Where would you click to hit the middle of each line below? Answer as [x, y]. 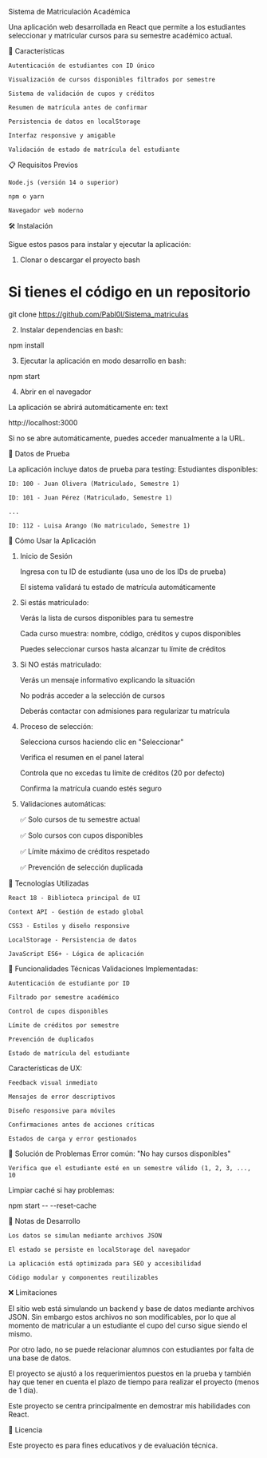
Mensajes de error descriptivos [62, 1097]
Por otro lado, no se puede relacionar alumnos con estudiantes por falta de [131, 1349]
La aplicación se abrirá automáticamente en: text [88, 407]
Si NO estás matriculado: [61, 664]
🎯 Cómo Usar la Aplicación [52, 540]
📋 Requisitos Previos [43, 165]
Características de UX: [45, 1068]
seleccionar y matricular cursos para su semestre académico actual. [120, 36]
